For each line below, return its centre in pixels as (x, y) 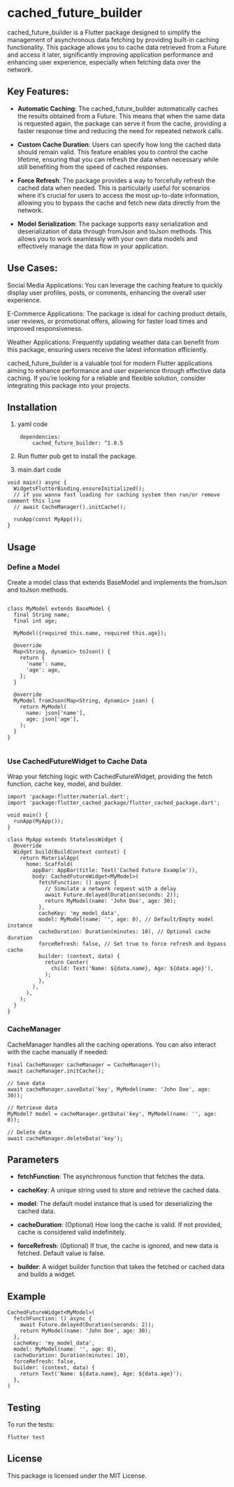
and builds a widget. (46, 1275)
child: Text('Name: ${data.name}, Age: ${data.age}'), (133, 969)
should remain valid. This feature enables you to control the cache (112, 151)
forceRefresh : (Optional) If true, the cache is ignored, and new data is (118, 1246)
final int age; (36, 621)
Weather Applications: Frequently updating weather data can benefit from (114, 342)
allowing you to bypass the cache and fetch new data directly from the (119, 203)
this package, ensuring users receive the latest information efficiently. (108, 349)
